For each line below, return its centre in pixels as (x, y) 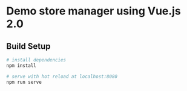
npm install (21, 65)
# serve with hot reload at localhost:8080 (62, 77)
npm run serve (24, 82)
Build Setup (28, 46)
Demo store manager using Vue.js (94, 11)
